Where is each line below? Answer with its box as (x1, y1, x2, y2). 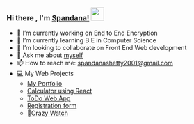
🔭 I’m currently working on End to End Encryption (16, 29, 158, 38)
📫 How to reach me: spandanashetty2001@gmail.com (16, 59, 173, 68)
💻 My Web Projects (16, 70, 74, 78)
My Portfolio (26, 79, 63, 88)
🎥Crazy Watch (26, 109, 69, 118)
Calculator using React (26, 87, 92, 95)
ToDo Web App (26, 94, 71, 102)
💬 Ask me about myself (16, 51, 83, 59)
